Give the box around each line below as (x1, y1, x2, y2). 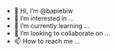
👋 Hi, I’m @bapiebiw (13, 7, 73, 15)
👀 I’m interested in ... (13, 14, 74, 22)
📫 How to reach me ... (13, 37, 80, 45)
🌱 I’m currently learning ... (13, 22, 90, 30)
